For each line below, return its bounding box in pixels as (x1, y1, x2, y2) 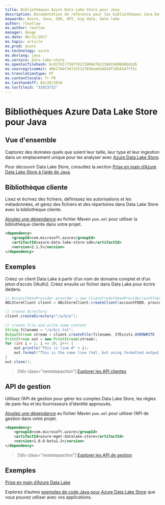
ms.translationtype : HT (5, 71, 54, 76)
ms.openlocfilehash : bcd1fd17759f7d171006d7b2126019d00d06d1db (5, 62, 137, 67)
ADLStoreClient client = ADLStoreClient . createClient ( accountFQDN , (5, 300, 146, 305)
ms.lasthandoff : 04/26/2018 (5, 80, 63, 85)
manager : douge (5, 30, 36, 35)
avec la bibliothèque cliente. (5, 207, 62, 213)
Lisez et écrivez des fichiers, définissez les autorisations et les (5, 196, 132, 202)
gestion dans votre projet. (5, 416, 57, 421)
